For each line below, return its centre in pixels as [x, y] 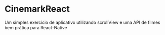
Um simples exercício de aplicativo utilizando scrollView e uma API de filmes [82, 22]
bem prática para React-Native [36, 27]
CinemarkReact [37, 9]
